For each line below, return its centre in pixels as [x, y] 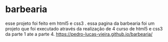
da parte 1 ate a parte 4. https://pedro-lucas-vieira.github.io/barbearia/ [79, 34]
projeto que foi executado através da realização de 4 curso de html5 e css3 [84, 28]
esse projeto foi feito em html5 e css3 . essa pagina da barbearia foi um [80, 23]
